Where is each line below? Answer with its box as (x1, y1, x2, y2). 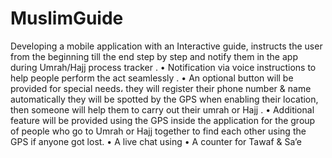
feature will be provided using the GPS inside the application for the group (10, 114, 316, 126)
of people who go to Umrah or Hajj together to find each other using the (10, 125, 307, 137)
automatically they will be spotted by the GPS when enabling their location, (10, 93, 319, 105)
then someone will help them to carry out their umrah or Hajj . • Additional (10, 103, 315, 116)
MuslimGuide (10, 7, 124, 30)
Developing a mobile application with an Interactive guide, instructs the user (10, 40, 323, 52)
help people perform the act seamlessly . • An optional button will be (10, 72, 294, 84)
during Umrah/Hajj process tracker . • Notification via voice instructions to (10, 61, 317, 73)
